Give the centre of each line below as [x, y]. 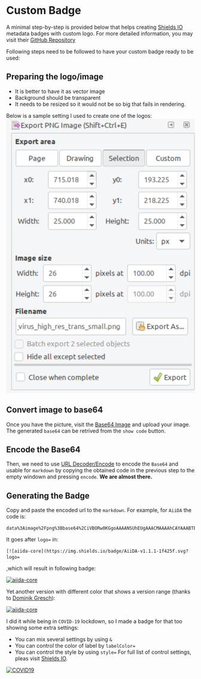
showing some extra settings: [42, 628]
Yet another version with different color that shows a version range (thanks [98, 592]
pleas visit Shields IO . [41, 659]
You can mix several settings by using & [63, 639]
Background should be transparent [58, 97]
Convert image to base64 [55, 410]
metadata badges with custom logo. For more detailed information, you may [100, 33]
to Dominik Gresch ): [31, 598]
